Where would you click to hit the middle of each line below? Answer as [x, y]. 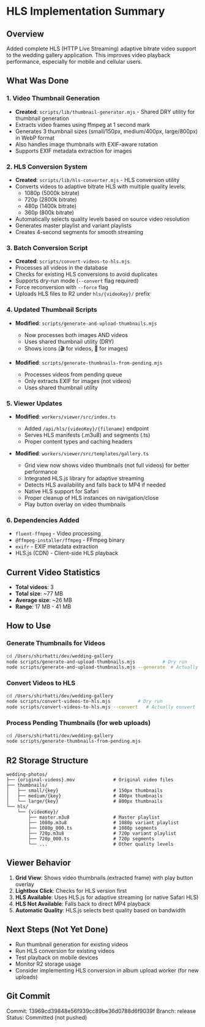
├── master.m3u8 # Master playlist [94, 817]
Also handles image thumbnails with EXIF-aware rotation [86, 144]
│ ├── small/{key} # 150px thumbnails [85, 791]
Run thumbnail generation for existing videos [72, 944]
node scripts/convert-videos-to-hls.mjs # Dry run [85, 702]
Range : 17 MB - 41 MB [43, 606]
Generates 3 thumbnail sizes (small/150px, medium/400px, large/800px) [106, 131]
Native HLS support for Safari [61, 491]
